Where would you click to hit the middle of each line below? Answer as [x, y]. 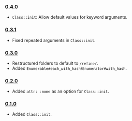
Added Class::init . [32, 114]
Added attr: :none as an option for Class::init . [60, 91]
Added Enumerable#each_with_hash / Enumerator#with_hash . [69, 68]
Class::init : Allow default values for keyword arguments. [70, 17]
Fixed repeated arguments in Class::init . [54, 40]
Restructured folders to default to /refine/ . [55, 63]
